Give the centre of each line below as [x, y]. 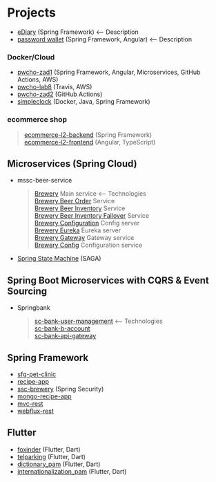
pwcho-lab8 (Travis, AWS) [55, 87]
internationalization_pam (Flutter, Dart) [72, 471]
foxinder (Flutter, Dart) [49, 449]
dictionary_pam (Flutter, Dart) [59, 464]
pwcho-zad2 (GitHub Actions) [60, 94]
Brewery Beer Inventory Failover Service [92, 216]
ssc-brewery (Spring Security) [60, 389]
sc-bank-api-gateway [65, 336]
